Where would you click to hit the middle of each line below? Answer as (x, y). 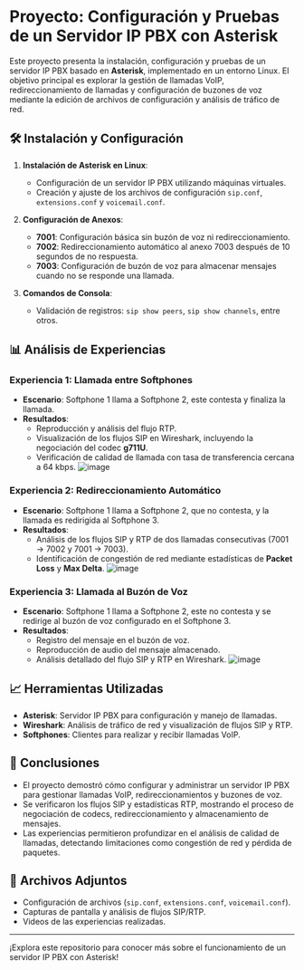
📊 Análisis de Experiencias (87, 350)
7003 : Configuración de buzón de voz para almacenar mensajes (157, 265)
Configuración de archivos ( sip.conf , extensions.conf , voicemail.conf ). (157, 902)
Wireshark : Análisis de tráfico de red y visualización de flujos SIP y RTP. (157, 725)
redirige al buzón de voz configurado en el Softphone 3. (127, 621)
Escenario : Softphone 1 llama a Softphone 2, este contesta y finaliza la (154, 399)
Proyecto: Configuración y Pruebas (145, 17)
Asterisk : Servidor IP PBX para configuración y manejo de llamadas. (150, 715)
